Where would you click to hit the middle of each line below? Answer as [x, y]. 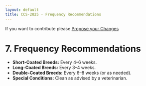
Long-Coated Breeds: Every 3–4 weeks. [54, 68]
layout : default [22, 10]
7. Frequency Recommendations [73, 48]
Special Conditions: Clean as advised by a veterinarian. [70, 78]
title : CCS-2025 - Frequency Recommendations [53, 14]
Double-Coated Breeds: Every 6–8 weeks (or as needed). [72, 73]
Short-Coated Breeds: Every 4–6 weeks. [55, 62]
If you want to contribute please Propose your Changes [62, 28]
